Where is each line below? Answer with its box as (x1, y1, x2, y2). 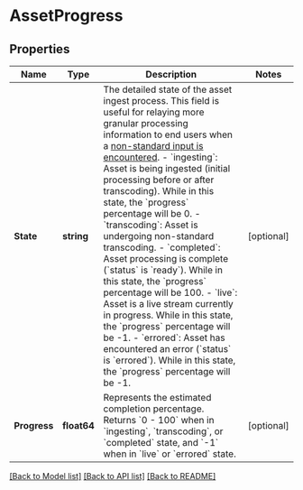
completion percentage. (103, 402, 205, 415)
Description (145, 69, 197, 80)
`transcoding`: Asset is (103, 218, 198, 231)
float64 (62, 420, 95, 431)
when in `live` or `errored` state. (103, 448, 236, 460)
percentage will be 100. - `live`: (103, 286, 238, 299)
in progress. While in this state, (103, 309, 234, 321)
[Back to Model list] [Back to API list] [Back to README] (9, 471, 216, 481)
